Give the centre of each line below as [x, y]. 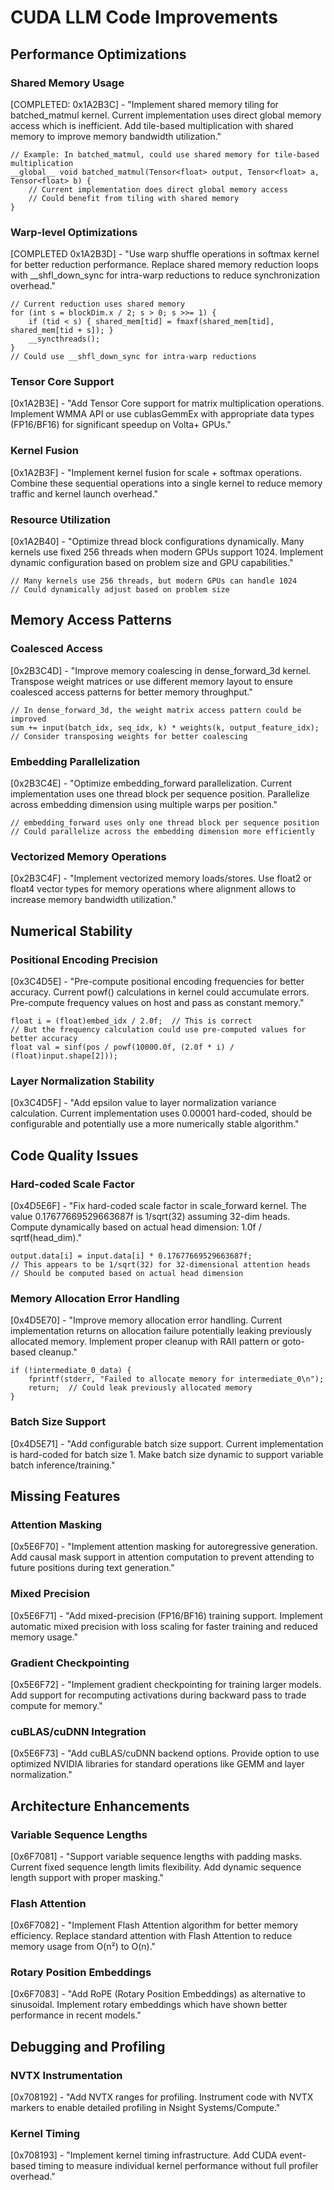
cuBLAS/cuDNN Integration [78, 1731]
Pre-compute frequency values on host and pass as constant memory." [157, 1003]
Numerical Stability [71, 931]
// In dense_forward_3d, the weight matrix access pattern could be [156, 710]
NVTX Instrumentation [66, 2075]
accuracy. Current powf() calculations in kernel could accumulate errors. [160, 992]
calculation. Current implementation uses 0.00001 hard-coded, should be [161, 1113]
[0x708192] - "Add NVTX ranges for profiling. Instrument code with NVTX [162, 2097]
